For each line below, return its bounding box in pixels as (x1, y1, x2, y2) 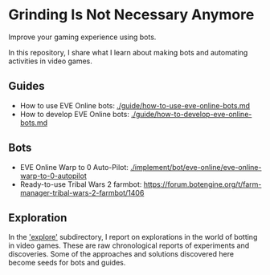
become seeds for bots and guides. (8, 258, 126, 268)
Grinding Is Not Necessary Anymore (8, 6, 255, 24)
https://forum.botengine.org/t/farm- (143, 179, 262, 189)
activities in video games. (8, 56, 92, 66)
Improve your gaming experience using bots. (8, 32, 157, 42)
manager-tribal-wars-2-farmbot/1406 (19, 188, 145, 197)
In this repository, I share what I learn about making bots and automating (8, 47, 248, 57)
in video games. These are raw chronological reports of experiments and (8, 241, 250, 250)
